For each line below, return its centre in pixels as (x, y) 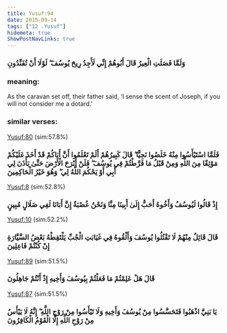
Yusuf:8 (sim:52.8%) (36, 186)
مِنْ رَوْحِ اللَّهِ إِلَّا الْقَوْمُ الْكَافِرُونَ (51, 320)
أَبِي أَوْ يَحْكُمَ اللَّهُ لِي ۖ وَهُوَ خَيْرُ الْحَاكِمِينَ (62, 171)
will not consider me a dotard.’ (50, 104)
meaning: (23, 81)
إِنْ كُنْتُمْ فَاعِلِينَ (29, 246)
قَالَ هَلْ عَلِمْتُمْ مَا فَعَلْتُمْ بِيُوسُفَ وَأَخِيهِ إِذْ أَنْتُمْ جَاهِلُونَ (81, 279)
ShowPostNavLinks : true (41, 39)
